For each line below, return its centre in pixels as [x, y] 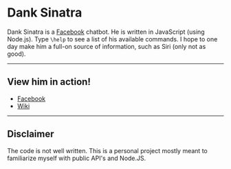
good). [16, 54]
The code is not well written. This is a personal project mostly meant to [107, 150]
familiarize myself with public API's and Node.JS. [77, 158]
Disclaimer [31, 134]
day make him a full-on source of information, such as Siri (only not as [107, 46]
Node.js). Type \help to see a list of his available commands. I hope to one [112, 39]
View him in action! [49, 82]
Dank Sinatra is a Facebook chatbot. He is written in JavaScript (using [106, 32]
